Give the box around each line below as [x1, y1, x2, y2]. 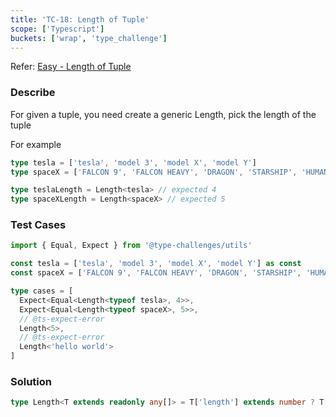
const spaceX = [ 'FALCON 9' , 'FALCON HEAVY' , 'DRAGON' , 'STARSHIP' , [10, 268, 302, 278]
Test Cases [10, 218, 67, 232]
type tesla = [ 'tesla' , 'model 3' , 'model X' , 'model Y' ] [10, 157, 257, 168]
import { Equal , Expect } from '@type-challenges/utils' [10, 241, 253, 251]
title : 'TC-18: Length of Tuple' [10, 14, 150, 25]
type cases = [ [10, 286, 74, 296]
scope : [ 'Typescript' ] [10, 24, 105, 34]
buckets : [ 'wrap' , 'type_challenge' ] [10, 33, 168, 43]
